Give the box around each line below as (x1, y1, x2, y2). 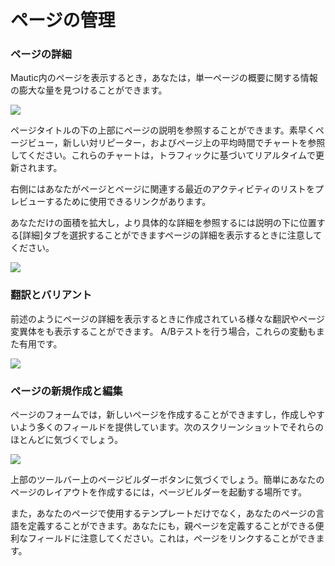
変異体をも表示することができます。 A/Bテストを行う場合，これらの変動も (10, 325, 317, 337)
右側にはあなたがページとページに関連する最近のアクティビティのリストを (10, 183, 316, 195)
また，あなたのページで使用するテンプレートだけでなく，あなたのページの (10, 507, 317, 520)
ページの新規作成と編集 (10, 384, 123, 398)
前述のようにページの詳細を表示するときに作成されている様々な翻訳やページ (10, 312, 326, 325)
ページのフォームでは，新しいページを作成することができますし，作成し (10, 409, 308, 421)
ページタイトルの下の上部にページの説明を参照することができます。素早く (10, 124, 316, 136)
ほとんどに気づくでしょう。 (10, 434, 124, 446)
